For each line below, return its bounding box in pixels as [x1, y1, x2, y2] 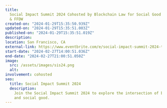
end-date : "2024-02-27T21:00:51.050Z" [5, 53, 85, 59]
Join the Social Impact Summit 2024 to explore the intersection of [14, 91, 159, 96]
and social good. [14, 95, 50, 100]
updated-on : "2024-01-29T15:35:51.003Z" [5, 26, 90, 31]
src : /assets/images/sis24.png [9, 63, 75, 68]
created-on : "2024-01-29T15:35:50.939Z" [5, 21, 90, 26]
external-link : [5, 44, 37, 49]
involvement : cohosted [5, 72, 52, 77]
